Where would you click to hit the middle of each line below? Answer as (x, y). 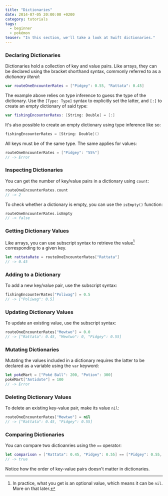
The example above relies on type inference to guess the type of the (76, 95)
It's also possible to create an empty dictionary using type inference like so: (83, 124)
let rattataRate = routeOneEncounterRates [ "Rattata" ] (62, 257)
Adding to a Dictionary (33, 274)
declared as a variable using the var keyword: (52, 366)
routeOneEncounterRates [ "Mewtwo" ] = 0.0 (48, 332)
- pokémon (20, 33)
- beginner (21, 28)
